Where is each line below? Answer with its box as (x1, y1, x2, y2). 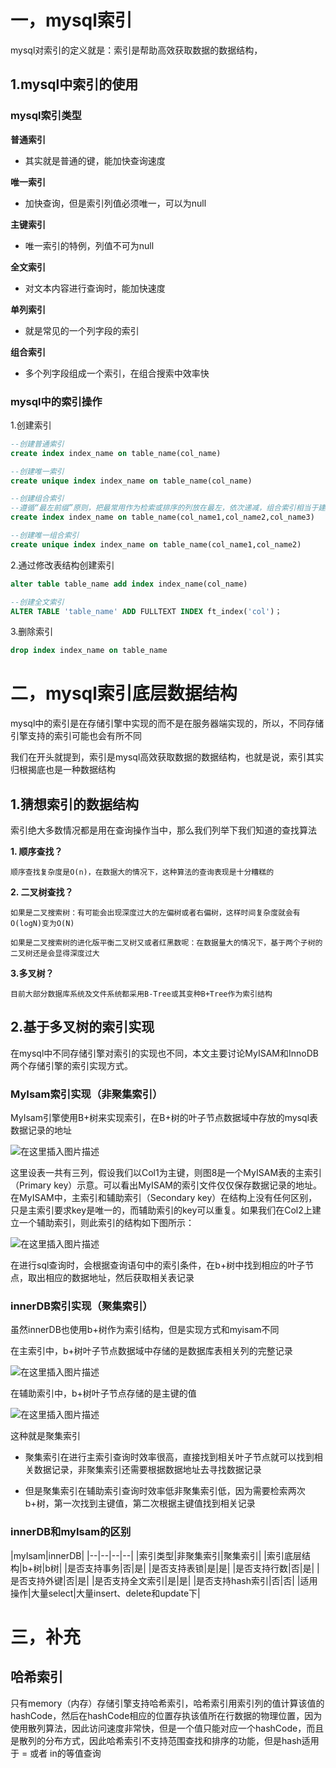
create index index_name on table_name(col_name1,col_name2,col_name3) (10, 512, 315, 523)
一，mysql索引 (10, 9, 133, 32)
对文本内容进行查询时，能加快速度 (24, 282, 166, 294)
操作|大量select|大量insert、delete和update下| (10, 1587, 201, 1599)
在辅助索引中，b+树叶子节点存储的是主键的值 (10, 1387, 197, 1400)
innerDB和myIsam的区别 (10, 1525, 132, 1539)
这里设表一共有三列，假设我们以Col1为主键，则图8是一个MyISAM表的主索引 (10, 1167, 323, 1179)
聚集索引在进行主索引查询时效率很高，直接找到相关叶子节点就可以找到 (24, 1451, 315, 1463)
